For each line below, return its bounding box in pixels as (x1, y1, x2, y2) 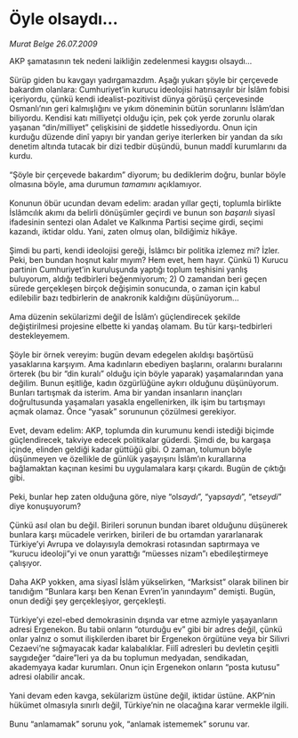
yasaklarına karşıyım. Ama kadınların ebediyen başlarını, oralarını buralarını (9, 358, 283, 369)
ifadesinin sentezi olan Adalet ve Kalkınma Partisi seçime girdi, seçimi (9, 217, 264, 227)
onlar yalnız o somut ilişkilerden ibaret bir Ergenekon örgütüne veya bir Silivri (9, 633, 290, 644)
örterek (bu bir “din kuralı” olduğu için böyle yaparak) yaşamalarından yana (9, 368, 284, 379)
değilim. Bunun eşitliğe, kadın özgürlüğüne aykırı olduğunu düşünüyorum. (9, 377, 278, 388)
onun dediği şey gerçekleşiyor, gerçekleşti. (9, 595, 166, 606)
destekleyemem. (9, 330, 70, 340)
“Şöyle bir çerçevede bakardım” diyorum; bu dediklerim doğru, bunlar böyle (9, 169, 286, 180)
